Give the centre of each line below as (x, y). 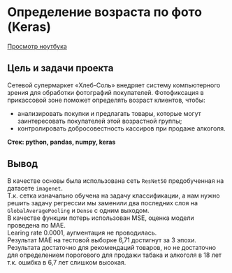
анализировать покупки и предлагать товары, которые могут (109, 113)
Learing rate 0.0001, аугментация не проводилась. (82, 233)
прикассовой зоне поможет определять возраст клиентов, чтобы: (106, 100)
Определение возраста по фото (105, 12)
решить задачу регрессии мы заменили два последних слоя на (102, 202)
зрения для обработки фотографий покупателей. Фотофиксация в (106, 92)
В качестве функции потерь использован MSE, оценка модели (101, 218)
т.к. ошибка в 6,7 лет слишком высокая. (67, 262)
